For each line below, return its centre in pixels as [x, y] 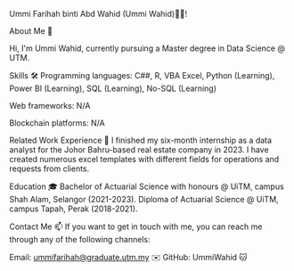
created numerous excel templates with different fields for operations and [144, 159]
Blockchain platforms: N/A [57, 123]
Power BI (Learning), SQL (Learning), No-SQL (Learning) [113, 88]
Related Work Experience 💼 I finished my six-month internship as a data [141, 140]
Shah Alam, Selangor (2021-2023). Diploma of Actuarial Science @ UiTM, [144, 199]
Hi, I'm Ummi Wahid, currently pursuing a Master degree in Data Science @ [147, 48]
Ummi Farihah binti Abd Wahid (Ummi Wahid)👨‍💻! [98, 14]
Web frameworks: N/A [50, 106]
